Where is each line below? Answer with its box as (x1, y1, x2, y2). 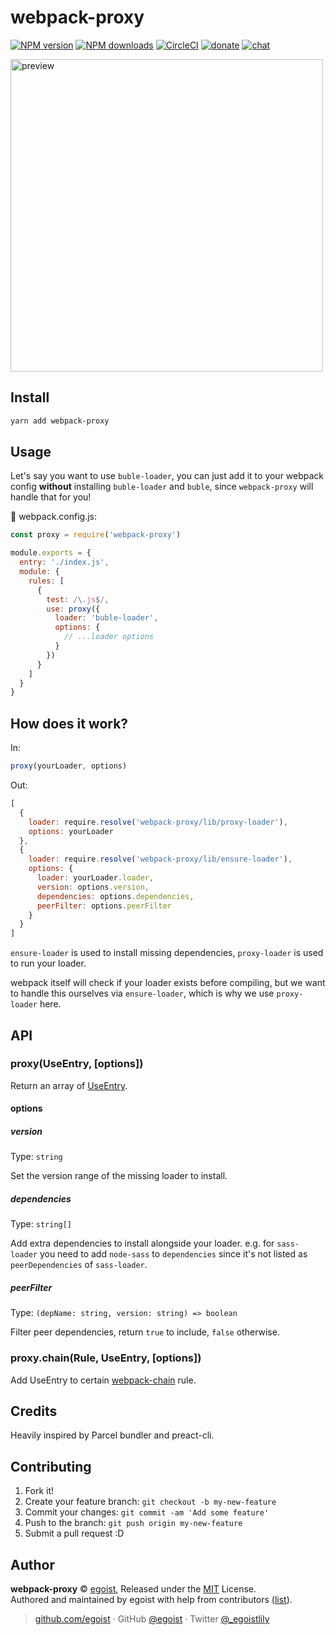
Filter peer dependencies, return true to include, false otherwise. (10, 1326, 280, 1338)
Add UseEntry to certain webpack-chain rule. (10, 1374, 197, 1386)
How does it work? (10, 715, 129, 732)
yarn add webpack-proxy (10, 416, 110, 426)
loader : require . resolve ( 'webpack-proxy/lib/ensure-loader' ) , (28, 854, 293, 865)
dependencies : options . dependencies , (36, 891, 195, 901)
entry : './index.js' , (19, 557, 110, 568)
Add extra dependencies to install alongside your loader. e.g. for (10, 1237, 275, 1250)
